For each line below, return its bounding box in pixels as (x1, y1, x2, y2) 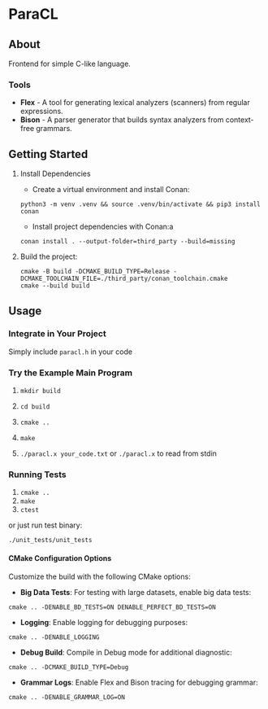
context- (225, 115, 254, 125)
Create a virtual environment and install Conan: (32, 185, 190, 195)
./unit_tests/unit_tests (8, 536, 93, 545)
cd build (19, 403, 50, 411)
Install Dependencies (19, 168, 91, 179)
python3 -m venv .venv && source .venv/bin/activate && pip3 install (19, 200, 262, 208)
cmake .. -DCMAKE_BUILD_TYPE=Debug (8, 663, 129, 672)
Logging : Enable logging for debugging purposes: (19, 617, 188, 627)
